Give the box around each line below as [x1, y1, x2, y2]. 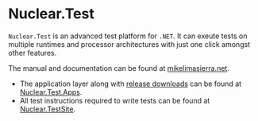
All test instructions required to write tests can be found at [19, 96, 210, 105]
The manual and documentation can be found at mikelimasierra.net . [8, 63, 230, 72]
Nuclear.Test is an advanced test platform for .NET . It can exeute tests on [8, 31, 248, 41]
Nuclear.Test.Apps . [19, 87, 83, 96]
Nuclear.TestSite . [19, 104, 76, 114]
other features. [8, 48, 57, 57]
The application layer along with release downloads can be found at [19, 79, 242, 88]
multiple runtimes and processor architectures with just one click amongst [8, 39, 251, 49]
